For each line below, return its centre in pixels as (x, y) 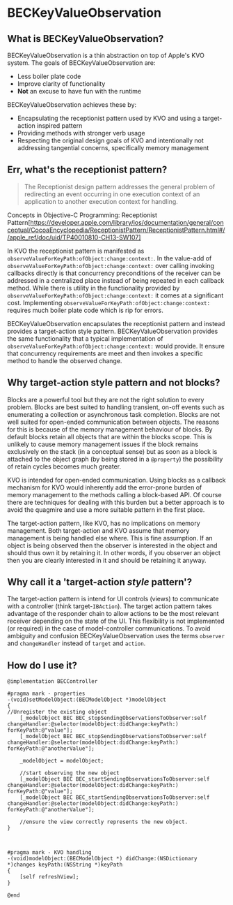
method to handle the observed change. (65, 360)
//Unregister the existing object (57, 712)
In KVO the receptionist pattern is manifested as (76, 251)
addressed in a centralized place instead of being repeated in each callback (116, 280)
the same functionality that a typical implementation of (85, 338)
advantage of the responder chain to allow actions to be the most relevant (113, 614)
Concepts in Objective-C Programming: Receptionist (82, 215)
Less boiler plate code (49, 76)
